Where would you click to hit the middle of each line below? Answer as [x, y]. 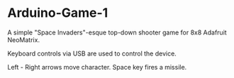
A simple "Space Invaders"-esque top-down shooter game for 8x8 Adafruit [117, 32]
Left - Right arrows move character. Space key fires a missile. [97, 67]
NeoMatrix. [24, 39]
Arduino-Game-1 [58, 13]
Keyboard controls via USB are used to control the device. [92, 53]
